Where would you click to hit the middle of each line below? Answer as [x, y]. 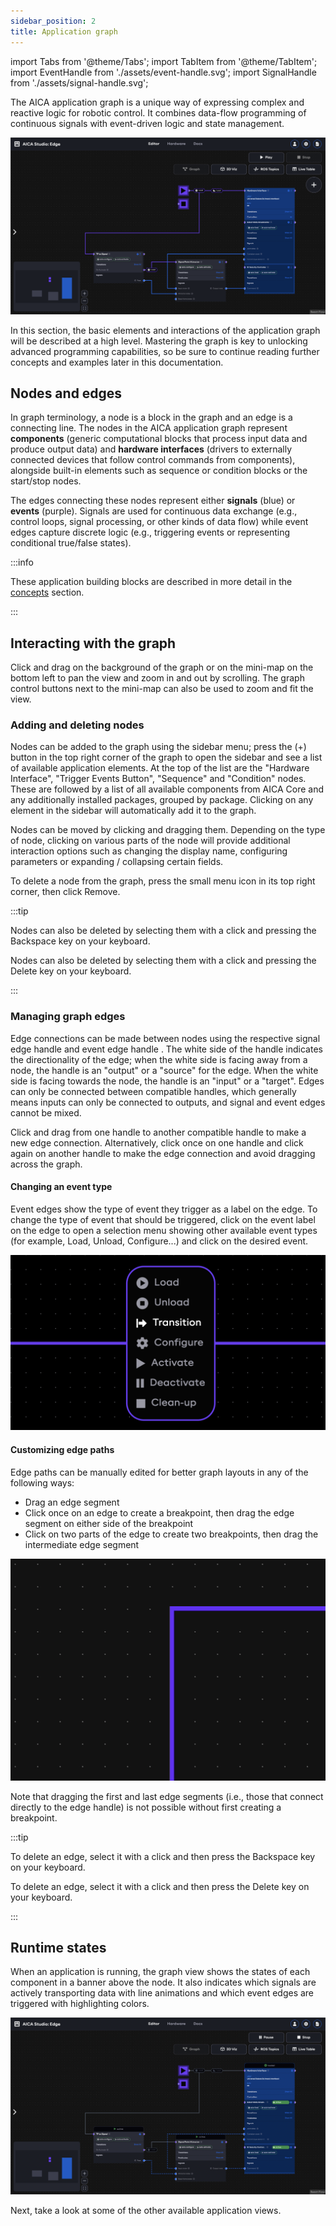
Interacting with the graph [93, 643]
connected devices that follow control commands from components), [153, 460]
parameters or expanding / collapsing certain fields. [117, 862]
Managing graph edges [68, 1017]
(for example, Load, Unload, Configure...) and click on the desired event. [159, 1241]
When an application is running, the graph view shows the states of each [160, 1972]
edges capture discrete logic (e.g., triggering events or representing [150, 532]
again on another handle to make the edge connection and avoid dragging [163, 1153]
